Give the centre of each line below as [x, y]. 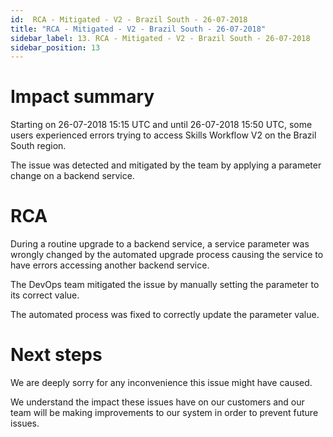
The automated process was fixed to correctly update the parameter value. [165, 315]
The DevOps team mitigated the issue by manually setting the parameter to [165, 285]
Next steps [56, 355]
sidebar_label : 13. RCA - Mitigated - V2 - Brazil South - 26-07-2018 [160, 38]
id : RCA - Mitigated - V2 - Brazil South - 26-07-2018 [129, 19]
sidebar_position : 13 [55, 47]
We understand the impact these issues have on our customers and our [157, 402]
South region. [38, 146]
